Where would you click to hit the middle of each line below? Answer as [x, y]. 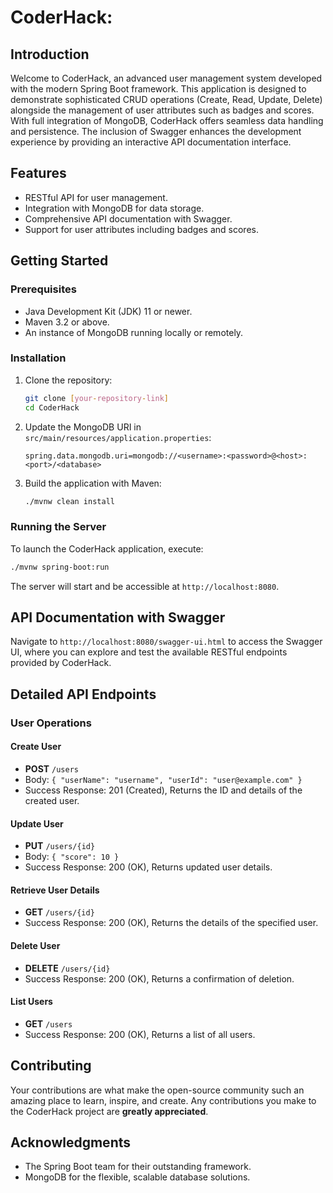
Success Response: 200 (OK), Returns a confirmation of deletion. [159, 978]
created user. [52, 800]
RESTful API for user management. [96, 197]
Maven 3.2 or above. [67, 322]
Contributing [51, 1066]
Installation [38, 358]
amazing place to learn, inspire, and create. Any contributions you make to [163, 1100]
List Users [31, 1002]
